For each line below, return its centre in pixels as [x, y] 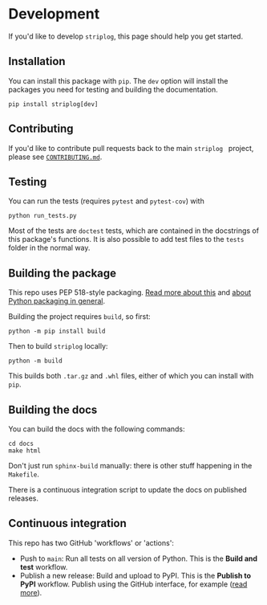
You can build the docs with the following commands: [97, 429]
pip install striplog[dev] [53, 104]
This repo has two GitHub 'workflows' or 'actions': [91, 542]
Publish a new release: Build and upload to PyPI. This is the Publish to [135, 575]
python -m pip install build [57, 331]
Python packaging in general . [57, 301]
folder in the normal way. [49, 248]
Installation [37, 61]
